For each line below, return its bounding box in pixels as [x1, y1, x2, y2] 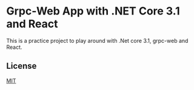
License [6, 61, 37, 71]
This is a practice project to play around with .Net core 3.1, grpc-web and [6, 37, 189, 44]
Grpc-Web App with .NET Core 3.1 [6, 4, 180, 18]
